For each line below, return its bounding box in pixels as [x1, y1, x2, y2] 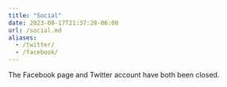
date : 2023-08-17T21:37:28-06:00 [8, 19, 119, 27]
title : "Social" [8, 11, 62, 20]
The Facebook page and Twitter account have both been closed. [8, 70, 220, 79]
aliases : [8, 33, 37, 42]
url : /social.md [8, 26, 62, 34]
